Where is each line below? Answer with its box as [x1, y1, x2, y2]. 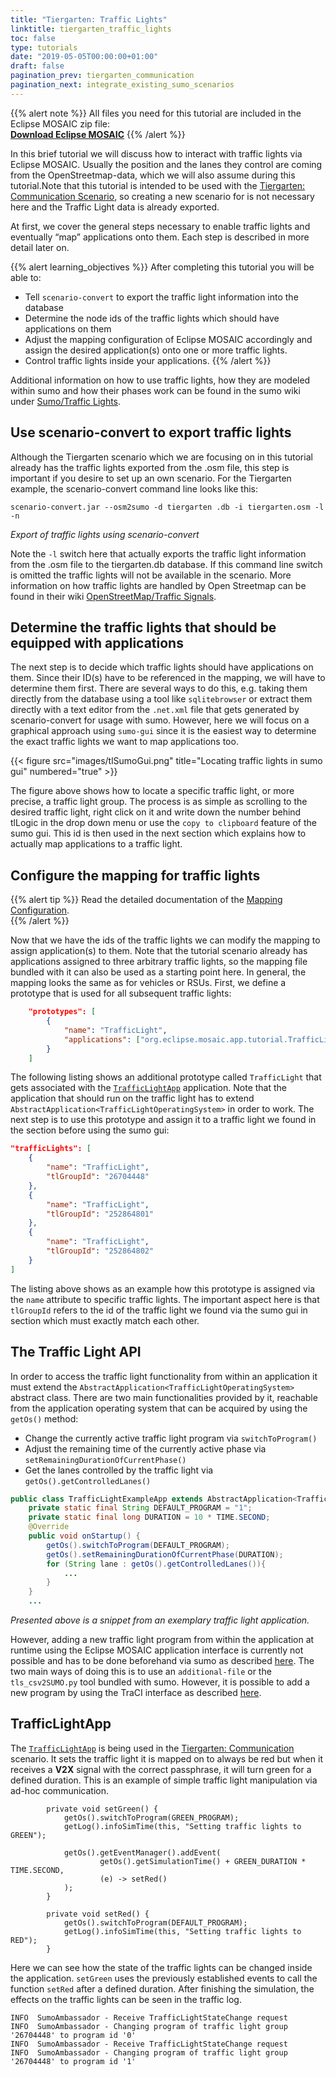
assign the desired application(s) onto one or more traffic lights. [24, 344, 288, 356]
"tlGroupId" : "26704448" [46, 1172, 150, 1182]
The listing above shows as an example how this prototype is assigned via [10, 1282, 316, 1295]
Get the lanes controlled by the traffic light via [24, 1464, 214, 1476]
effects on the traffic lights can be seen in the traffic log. [10, 1993, 242, 2005]
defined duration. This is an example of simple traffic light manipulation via [10, 1774, 318, 1786]
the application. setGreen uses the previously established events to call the [10, 1972, 318, 1984]
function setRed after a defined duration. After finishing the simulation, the [10, 1982, 315, 1995]
